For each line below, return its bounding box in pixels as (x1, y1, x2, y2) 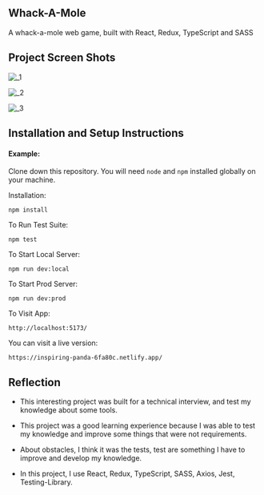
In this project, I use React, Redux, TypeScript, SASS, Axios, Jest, (19, 469, 235, 479)
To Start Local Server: (8, 250, 81, 260)
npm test (8, 235, 38, 243)
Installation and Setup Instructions (8, 127, 184, 140)
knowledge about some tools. (19, 405, 118, 415)
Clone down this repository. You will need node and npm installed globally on (8, 167, 256, 176)
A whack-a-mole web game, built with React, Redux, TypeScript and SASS (8, 27, 254, 37)
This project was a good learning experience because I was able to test (19, 421, 256, 431)
